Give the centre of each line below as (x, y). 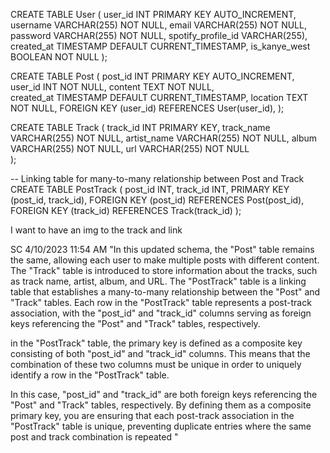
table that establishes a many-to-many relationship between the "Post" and (165, 292)
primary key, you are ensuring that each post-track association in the (152, 415)
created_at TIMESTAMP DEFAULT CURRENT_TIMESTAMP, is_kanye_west (160, 46)
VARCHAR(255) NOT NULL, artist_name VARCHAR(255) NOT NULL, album (164, 138)
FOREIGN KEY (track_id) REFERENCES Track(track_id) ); (126, 210)
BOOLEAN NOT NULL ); (59, 57)
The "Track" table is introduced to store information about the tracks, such (164, 270)
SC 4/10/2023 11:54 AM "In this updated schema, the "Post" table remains (162, 249)
